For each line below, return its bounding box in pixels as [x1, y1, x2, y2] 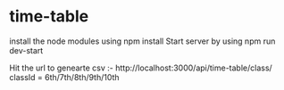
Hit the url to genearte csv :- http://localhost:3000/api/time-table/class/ [9, 62, 272, 73]
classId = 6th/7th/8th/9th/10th [9, 71, 120, 82]
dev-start [9, 45, 44, 55]
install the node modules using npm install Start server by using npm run [9, 36, 276, 46]
